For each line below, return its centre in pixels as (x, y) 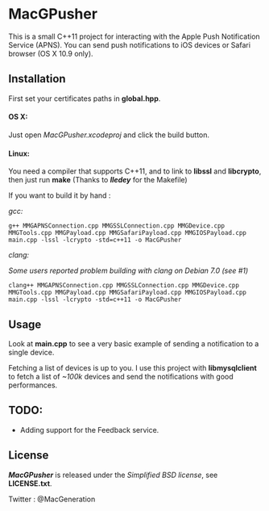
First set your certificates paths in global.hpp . (85, 98)
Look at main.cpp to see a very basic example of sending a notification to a (134, 343)
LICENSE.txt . (30, 483)
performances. (33, 385)
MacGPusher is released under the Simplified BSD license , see (113, 475)
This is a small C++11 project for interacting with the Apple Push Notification (134, 36)
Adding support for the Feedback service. (89, 429)
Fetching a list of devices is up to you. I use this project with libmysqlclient (133, 367)
